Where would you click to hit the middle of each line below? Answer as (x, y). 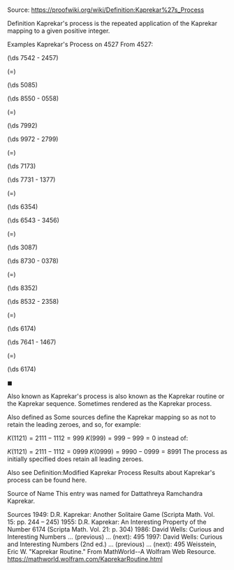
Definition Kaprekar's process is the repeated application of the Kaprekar (112, 24)
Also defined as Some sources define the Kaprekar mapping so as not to (112, 417)
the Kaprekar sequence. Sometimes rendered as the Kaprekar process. (110, 404)
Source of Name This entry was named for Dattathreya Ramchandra (105, 494)
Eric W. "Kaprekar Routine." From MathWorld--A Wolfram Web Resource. (112, 552)
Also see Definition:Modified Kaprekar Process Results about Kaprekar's (111, 473)
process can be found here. (47, 480)
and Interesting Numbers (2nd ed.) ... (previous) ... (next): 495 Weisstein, (112, 544)
